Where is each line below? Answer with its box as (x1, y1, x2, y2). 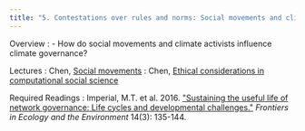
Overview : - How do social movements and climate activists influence (9, 38, 272, 49)
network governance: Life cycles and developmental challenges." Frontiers (9, 101, 289, 113)
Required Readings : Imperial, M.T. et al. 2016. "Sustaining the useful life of (9, 92, 289, 103)
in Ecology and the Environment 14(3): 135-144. (9, 111, 187, 122)
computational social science (9, 74, 119, 86)
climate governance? (9, 47, 88, 59)
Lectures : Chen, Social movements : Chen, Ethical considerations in (9, 65, 265, 76)
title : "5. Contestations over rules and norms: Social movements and (9, 13, 282, 23)
